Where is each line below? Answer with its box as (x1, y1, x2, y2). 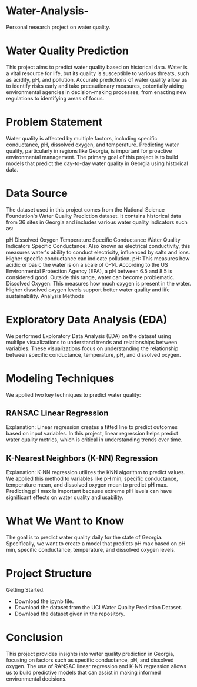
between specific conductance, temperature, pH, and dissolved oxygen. (6, 351, 181, 358)
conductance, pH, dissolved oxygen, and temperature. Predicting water (6, 141, 179, 148)
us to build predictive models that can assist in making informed (6, 669, 161, 676)
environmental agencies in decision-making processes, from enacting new (6, 88, 187, 95)
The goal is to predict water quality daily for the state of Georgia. (6, 534, 163, 541)
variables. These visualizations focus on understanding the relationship (6, 345, 179, 352)
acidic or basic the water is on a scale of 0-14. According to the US (6, 261, 169, 268)
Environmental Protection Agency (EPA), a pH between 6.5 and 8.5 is (6, 267, 173, 274)
